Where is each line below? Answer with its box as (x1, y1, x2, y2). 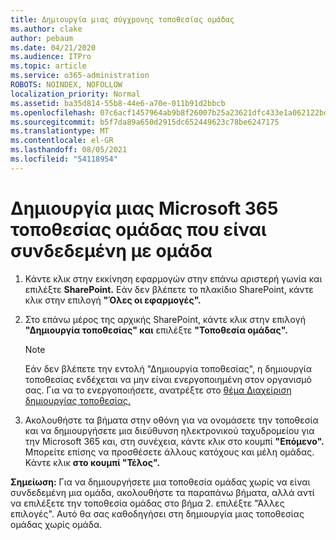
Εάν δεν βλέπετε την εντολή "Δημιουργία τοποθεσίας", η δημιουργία (24, 362, 313, 375)
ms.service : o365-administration (10, 71, 150, 81)
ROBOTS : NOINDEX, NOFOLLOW (10, 80, 123, 90)
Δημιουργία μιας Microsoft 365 (10, 197, 279, 220)
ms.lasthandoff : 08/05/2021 (10, 145, 128, 155)
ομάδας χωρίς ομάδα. (10, 518, 103, 530)
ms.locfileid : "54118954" (10, 154, 118, 164)
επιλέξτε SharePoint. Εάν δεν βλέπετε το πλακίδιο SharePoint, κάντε (24, 283, 314, 295)
